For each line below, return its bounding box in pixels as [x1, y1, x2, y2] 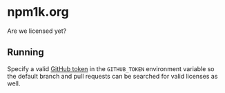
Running [7, 46, 45, 58]
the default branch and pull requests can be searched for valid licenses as [7, 72, 218, 80]
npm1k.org [7, 4, 69, 20]
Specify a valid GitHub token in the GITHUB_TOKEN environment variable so [7, 64, 215, 72]
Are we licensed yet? [7, 27, 67, 35]
